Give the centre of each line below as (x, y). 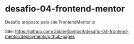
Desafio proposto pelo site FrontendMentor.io (50, 22)
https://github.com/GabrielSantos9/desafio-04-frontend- (72, 31)
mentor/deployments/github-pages (40, 36)
